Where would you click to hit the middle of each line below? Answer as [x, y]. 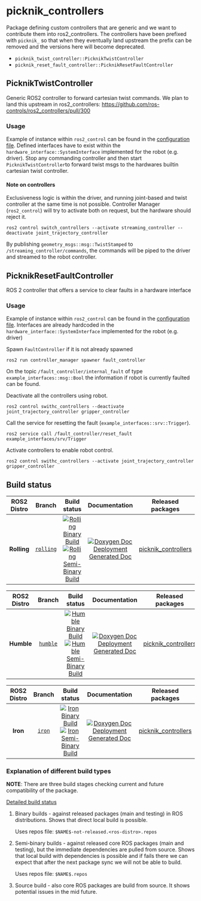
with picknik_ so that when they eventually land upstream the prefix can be [99, 40]
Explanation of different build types [59, 771]
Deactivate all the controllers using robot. [57, 395]
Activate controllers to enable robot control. [60, 450]
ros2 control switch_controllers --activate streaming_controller [91, 228]
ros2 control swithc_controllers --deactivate [65, 407]
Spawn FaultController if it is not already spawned [70, 349]
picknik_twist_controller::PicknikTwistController [79, 59]
